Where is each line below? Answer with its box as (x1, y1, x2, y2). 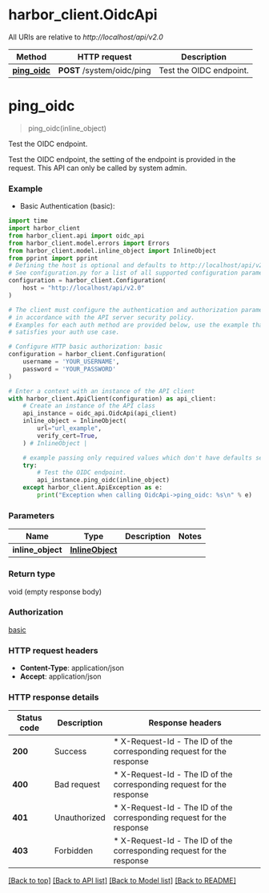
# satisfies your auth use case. (8, 328, 120, 336)
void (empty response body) (8, 587, 102, 596)
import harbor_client (8, 225, 81, 233)
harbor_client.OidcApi (8, 6, 158, 24)
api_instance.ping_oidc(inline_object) (37, 476, 171, 485)
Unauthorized (54, 812, 106, 823)
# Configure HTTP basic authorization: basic (8, 343, 163, 351)
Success (54, 746, 87, 757)
